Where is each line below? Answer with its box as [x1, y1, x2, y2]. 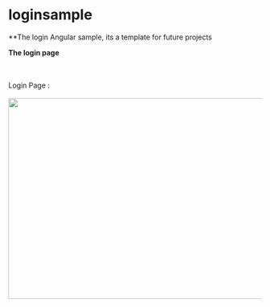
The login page [8, 47, 60, 57]
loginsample [8, 6, 92, 24]
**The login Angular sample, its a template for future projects [8, 32, 213, 42]
